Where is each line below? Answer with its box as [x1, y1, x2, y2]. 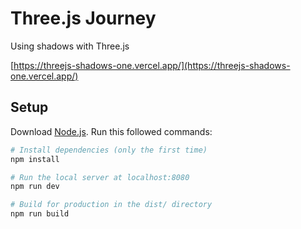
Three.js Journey [10, 7, 157, 30]
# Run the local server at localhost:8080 [10, 172, 190, 182]
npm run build [10, 209, 70, 219]
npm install [10, 154, 60, 164]
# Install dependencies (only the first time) [10, 145, 208, 155]
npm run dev [10, 182, 60, 192]
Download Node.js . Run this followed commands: [10, 125, 213, 137]
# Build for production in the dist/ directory [10, 200, 213, 210]
